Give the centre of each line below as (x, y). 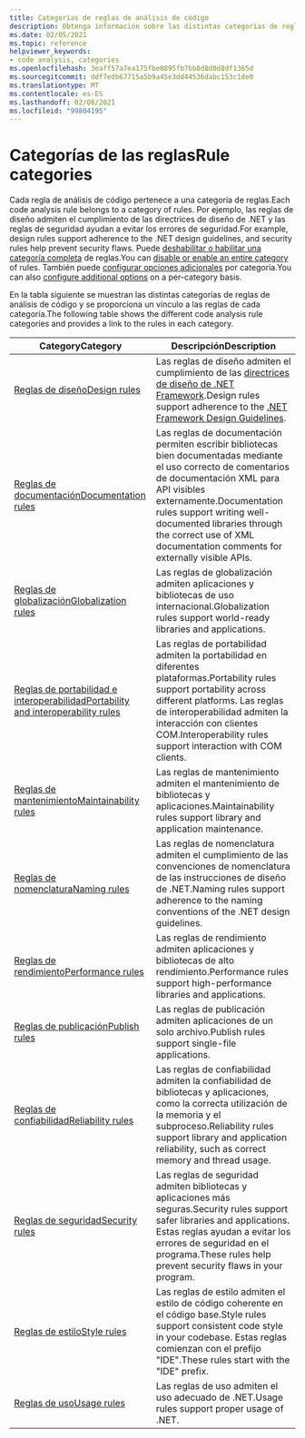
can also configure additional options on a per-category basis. (126, 277)
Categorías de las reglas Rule (119, 156)
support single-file (196, 1043)
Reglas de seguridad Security (76, 1220)
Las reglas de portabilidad (211, 644)
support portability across (211, 689)
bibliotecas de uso (195, 596)
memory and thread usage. (213, 1160)
